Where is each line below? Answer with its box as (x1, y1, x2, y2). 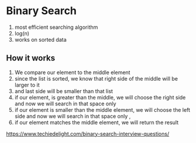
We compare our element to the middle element (14, 69, 131, 76)
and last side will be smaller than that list (14, 87, 113, 95)
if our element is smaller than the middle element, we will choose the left (14, 106, 190, 113)
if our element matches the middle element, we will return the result (14, 119, 179, 126)
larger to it (14, 81, 40, 88)
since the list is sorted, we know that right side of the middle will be (14, 75, 178, 82)
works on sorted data (14, 36, 67, 43)
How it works (6, 53, 55, 63)
